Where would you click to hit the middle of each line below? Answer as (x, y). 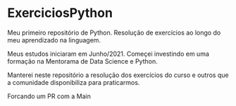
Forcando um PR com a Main (49, 96)
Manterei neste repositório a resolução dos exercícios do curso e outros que (118, 75)
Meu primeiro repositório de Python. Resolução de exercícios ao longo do (114, 33)
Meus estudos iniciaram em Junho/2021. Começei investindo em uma (108, 54)
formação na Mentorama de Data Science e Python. (82, 61)
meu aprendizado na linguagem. (54, 40)
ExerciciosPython (60, 13)
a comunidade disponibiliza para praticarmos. (74, 82)
